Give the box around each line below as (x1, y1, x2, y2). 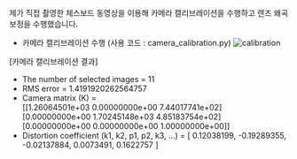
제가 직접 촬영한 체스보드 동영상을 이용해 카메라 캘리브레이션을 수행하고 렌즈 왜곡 (9, 8, 289, 18)
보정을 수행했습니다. (9, 19, 78, 29)
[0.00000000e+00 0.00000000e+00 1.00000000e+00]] (21, 121, 231, 131)
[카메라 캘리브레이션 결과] (9, 57, 98, 66)
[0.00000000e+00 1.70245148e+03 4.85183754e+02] (21, 111, 222, 122)
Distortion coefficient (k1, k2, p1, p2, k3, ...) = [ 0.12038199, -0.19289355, (21, 131, 286, 140)
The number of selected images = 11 (21, 74, 155, 84)
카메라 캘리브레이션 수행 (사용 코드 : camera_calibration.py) (21, 38, 232, 48)
